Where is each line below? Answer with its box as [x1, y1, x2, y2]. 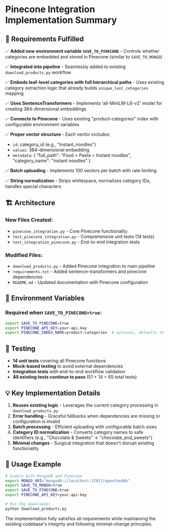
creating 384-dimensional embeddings [5, 106, 87, 112]
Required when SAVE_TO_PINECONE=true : [5, 309, 102, 316]
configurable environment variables [5, 121, 79, 128]
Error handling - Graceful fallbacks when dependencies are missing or [12, 413, 160, 419]
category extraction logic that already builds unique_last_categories [5, 85, 148, 91]
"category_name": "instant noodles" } [12, 158, 91, 164]
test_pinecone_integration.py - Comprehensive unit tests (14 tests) [12, 233, 155, 239]
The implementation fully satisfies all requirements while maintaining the [5, 515, 156, 521]
